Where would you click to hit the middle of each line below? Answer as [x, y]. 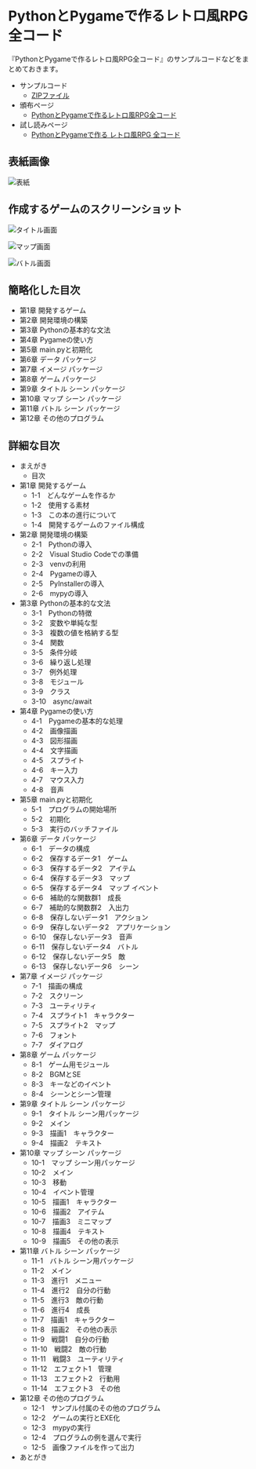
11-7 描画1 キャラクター [73, 1320]
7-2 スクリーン [57, 996]
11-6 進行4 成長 [61, 1310]
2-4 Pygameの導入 [64, 574]
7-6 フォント [54, 1035]
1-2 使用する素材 [60, 505]
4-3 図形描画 [54, 741]
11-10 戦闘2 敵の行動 [69, 1349]
